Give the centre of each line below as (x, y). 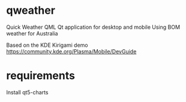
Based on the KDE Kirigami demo (47, 45)
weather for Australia (32, 33)
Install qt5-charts (28, 92)
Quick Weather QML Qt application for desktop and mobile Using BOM (93, 27)
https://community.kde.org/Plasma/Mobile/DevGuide (71, 51)
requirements (40, 76)
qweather (31, 10)
